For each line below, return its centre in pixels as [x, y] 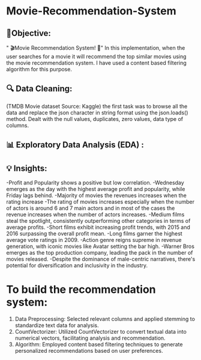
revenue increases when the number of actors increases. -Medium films [95, 214]
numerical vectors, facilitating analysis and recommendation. [90, 338]
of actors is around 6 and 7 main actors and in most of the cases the [91, 208]
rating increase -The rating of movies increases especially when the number [100, 202]
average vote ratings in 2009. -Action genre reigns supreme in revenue [94, 240]
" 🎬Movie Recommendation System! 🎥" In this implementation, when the [96, 48]
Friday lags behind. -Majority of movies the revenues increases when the [97, 195]
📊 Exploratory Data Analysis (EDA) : [75, 145]
